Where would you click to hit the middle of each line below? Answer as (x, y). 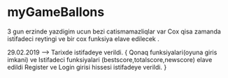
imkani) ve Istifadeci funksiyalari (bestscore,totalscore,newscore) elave (110, 59)
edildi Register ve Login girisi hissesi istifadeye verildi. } (87, 67)
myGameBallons (56, 12)
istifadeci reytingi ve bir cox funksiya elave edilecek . (83, 38)
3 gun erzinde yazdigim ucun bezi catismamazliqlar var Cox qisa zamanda (114, 31)
